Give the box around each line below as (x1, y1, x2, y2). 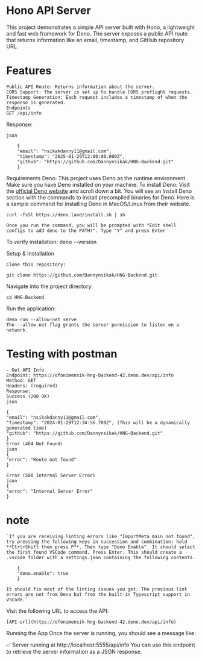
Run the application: (6, 305, 56, 312)
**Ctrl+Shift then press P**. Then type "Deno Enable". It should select (6, 544, 196, 550)
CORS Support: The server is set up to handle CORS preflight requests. (6, 89, 193, 95)
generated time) (6, 425, 47, 431)
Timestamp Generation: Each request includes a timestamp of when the (6, 94, 188, 100)
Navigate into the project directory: (6, 283, 93, 290)
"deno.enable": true (17, 570, 69, 576)
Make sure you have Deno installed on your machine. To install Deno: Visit (6, 181, 190, 188)
